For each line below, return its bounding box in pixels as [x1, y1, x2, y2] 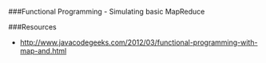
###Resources [8, 22, 58, 31]
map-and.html [19, 46, 67, 55]
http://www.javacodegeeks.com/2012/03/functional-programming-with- [19, 37, 258, 47]
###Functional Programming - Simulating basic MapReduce [8, 7, 205, 16]
